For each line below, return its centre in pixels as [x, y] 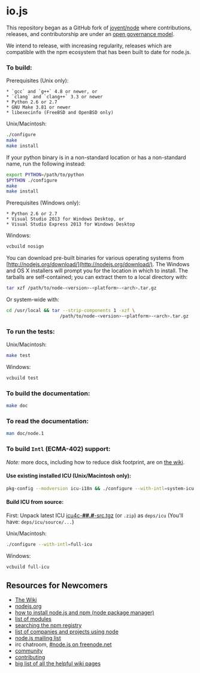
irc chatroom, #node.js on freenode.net [63, 645]
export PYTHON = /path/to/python [45, 175]
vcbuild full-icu [28, 567]
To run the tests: [31, 331]
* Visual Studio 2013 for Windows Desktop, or [65, 219]
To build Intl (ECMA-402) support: [58, 449]
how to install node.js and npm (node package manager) [84, 612]
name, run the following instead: [46, 164]
